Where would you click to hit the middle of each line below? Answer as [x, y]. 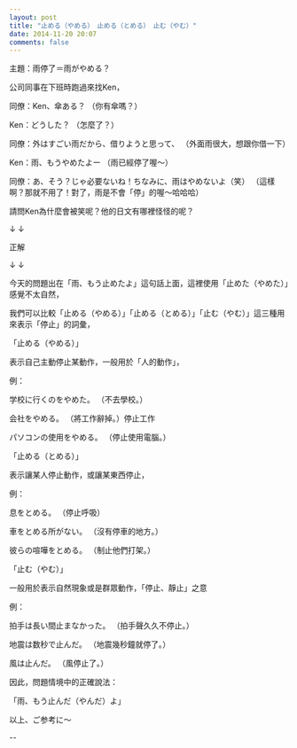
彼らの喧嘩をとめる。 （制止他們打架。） [82, 550]
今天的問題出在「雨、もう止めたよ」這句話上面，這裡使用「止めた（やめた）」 [149, 284]
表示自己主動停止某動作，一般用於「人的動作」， [97, 362]
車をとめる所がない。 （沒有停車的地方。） [86, 532]
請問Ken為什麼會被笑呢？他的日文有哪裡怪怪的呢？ [102, 211]
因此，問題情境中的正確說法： [63, 682]
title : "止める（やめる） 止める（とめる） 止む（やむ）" [103, 26]
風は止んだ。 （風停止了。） [59, 663]
